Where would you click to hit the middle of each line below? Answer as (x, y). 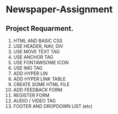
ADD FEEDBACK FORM (38, 90)
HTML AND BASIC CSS (38, 41)
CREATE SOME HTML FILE (41, 84)
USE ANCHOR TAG (33, 57)
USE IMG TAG (28, 68)
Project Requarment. (40, 28)
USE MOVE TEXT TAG (36, 52)
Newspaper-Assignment (59, 9)
